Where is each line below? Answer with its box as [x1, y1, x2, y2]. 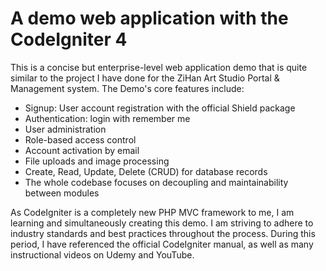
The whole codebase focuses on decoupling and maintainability [24, 176, 289, 188]
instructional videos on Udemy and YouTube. [10, 248, 195, 261]
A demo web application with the [10, 7, 289, 30]
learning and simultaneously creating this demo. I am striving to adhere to [10, 217, 314, 229]
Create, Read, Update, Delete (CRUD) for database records [24, 165, 268, 177]
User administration [24, 123, 107, 135]
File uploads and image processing [24, 155, 170, 167]
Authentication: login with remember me [24, 112, 191, 124]
